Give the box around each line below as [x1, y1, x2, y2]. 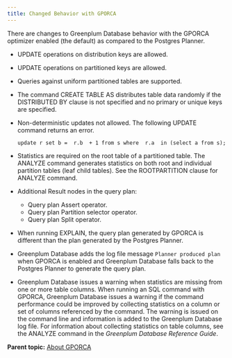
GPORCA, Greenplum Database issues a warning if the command [17, 292, 204, 300]
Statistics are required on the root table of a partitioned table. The [17, 151, 206, 160]
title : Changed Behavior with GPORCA [7, 10, 117, 17]
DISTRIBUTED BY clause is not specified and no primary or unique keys [17, 98, 222, 106]
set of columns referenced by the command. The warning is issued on [17, 307, 219, 316]
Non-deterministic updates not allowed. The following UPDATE [17, 119, 197, 127]
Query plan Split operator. [27, 215, 102, 223]
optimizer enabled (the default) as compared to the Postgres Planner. [7, 36, 205, 45]
